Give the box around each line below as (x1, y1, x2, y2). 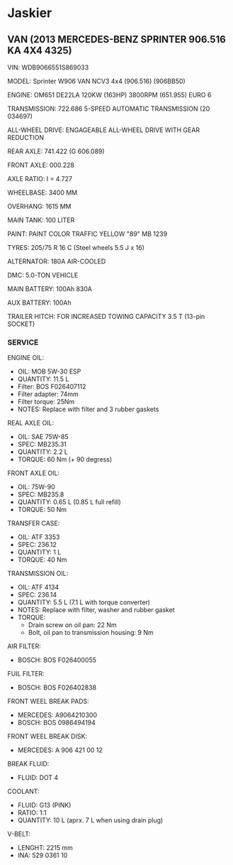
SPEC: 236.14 (17, 591, 57, 599)
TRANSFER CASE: (7, 519, 60, 528)
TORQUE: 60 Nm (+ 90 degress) (17, 455, 113, 464)
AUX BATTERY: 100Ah (7, 298, 72, 307)
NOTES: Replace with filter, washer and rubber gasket (17, 606, 175, 614)
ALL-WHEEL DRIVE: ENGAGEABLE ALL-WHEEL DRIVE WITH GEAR (7, 126, 200, 134)
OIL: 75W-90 (17, 483, 55, 491)
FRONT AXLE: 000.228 (7, 161, 74, 169)
